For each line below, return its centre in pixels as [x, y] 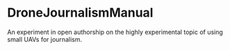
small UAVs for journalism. [44, 39]
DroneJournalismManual [80, 13]
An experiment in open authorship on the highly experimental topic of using [115, 32]
